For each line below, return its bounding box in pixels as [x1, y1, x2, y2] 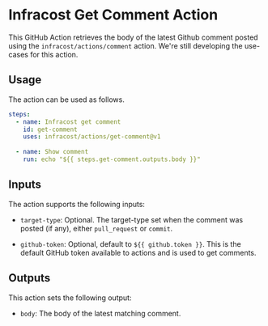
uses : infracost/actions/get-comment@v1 [23, 133, 161, 141]
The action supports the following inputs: [8, 199, 146, 209]
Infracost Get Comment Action [8, 6, 219, 24]
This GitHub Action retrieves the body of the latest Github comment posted [8, 32, 258, 42]
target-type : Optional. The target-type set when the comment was [19, 214, 244, 224]
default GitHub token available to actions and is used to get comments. [19, 248, 257, 257]
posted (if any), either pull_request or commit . [19, 223, 172, 233]
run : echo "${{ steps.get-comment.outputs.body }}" [23, 155, 201, 163]
